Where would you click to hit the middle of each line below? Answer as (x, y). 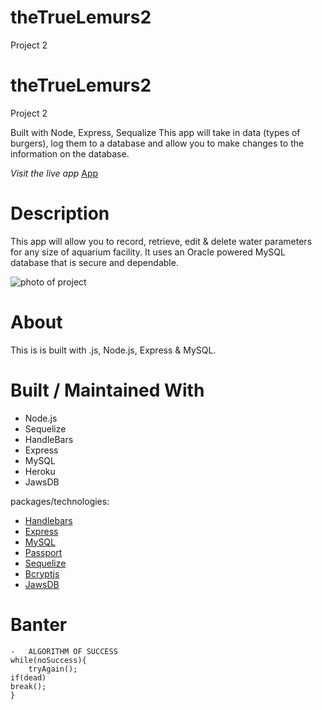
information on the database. (70, 153)
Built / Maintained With (107, 390)
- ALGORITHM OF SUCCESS (64, 651)
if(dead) (28, 677)
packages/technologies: (60, 501)
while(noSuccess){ (48, 660)
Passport (43, 552)
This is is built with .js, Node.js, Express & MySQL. (113, 350)
